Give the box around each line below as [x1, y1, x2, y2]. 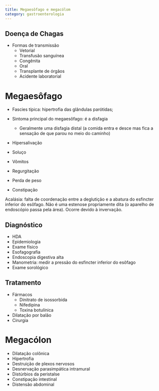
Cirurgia [12, 317, 28, 323]
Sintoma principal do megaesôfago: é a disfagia [12, 116, 108, 122]
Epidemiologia [12, 239, 41, 245]
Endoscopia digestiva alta [12, 255, 64, 260]
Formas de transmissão [12, 42, 59, 49]
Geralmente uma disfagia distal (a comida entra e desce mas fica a [19, 125, 153, 131]
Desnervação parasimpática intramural [12, 366, 90, 372]
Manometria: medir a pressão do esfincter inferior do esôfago [12, 259, 136, 265]
